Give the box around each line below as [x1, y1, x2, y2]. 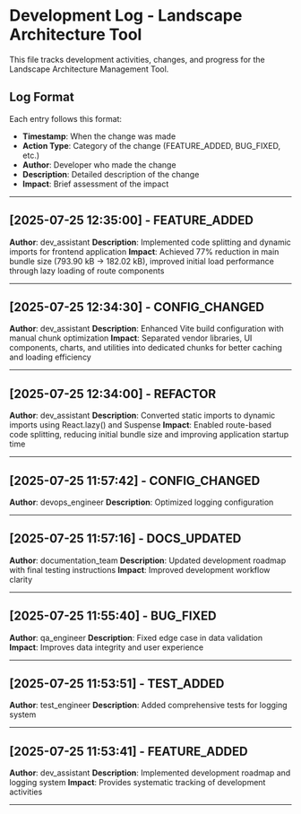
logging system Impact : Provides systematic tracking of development [9, 777, 266, 788]
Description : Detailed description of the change [21, 169, 200, 179]
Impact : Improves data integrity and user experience [9, 642, 204, 653]
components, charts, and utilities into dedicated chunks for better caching [9, 342, 282, 353]
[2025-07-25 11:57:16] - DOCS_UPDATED [9, 531, 242, 547]
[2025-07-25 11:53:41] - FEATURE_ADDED [9, 743, 248, 758]
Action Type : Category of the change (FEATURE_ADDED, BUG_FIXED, [21, 140, 280, 151]
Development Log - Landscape [9, 5, 243, 26]
